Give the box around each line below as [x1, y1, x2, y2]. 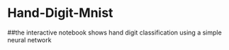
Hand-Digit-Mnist [7, 5, 113, 21]
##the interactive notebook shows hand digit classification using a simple [7, 28, 222, 37]
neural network [7, 35, 52, 44]
